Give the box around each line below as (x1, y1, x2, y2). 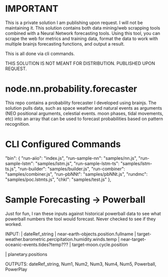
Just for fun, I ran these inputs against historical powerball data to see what (5, 210, 161, 216)
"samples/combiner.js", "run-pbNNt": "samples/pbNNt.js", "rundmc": (5, 171, 148, 177)
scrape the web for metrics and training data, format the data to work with (5, 36, 158, 42)
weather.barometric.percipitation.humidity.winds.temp (5, 236, 117, 242)
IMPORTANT (5, 3, 59, 15)
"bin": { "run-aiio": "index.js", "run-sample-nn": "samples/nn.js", (5, 155, 137, 161)
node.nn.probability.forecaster (5, 83, 137, 95)
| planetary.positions (5, 251, 48, 257)
